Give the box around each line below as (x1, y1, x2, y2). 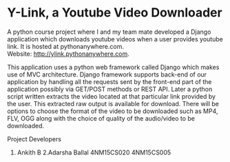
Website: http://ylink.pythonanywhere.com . (7, 50, 129, 58)
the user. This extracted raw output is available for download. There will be (7, 99, 219, 108)
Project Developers (7, 134, 62, 143)
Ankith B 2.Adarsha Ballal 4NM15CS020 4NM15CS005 (17, 148, 171, 156)
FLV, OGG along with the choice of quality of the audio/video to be (7, 114, 195, 122)
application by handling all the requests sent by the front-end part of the (7, 77, 212, 85)
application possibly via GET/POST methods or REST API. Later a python (7, 85, 213, 93)
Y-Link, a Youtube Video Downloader (7, 5, 222, 21)
